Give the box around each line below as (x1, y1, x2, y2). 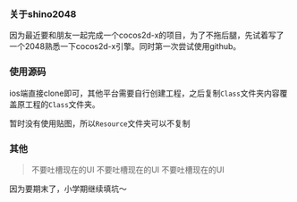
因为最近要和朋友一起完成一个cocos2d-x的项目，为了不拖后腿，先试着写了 (9, 29, 284, 41)
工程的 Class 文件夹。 (24, 98, 100, 109)
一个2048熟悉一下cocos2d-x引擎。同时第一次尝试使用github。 (9, 41, 242, 52)
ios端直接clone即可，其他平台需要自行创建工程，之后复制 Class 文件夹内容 (9, 88, 280, 98)
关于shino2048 (9, 7, 77, 20)
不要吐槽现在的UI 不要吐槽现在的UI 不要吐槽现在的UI (30, 164, 225, 175)
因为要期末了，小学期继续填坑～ (9, 183, 127, 194)
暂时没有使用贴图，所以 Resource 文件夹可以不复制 (9, 118, 191, 129)
